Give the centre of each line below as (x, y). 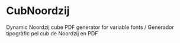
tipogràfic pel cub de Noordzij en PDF (52, 33)
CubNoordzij (38, 11)
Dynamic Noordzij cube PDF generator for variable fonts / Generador (90, 27)
